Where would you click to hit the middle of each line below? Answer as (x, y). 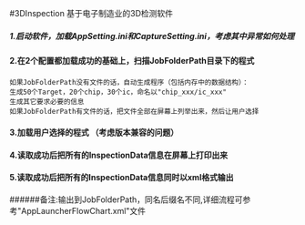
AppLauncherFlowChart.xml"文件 (84, 210)
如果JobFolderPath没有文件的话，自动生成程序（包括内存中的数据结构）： (129, 82)
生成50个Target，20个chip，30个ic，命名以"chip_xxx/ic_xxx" (118, 92)
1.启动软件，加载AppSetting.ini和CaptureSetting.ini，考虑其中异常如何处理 (152, 36)
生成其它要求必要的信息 (47, 102)
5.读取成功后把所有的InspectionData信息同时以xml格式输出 (122, 178)
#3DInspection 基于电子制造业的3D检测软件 (91, 13)
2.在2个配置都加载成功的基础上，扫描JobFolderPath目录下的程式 (132, 60)
